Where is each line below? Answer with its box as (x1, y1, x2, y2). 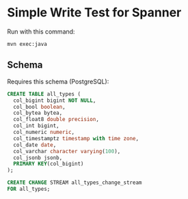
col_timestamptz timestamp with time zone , (13, 135, 139, 142)
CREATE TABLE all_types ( (7, 90, 81, 97)
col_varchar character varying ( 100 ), (13, 148, 121, 155)
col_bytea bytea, (13, 109, 63, 117)
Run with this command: (7, 27, 75, 36)
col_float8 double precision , (13, 116, 99, 123)
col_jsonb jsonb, (13, 154, 63, 161)
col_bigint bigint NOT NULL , (13, 97, 96, 104)
